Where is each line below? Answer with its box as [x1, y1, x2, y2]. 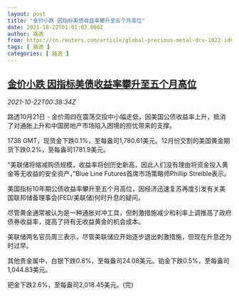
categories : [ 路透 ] [7, 51, 70, 58]
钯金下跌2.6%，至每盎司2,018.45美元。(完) [7, 280, 134, 289]
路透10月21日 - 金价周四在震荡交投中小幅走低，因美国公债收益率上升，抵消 [7, 112, 226, 121]
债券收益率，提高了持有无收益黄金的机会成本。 [7, 217, 144, 226]
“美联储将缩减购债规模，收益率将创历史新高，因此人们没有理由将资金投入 [7, 160, 223, 169]
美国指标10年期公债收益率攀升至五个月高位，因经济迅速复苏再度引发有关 [7, 184, 220, 193]
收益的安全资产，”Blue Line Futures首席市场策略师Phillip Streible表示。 [26, 169, 230, 178]
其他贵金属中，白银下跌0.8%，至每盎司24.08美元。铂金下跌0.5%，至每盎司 [7, 256, 230, 265]
